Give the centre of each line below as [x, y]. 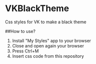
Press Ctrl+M [25, 51]
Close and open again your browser [48, 46]
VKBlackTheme [37, 8]
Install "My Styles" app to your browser [51, 40]
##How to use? [20, 31]
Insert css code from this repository [48, 56]
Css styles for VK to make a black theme [46, 22]
